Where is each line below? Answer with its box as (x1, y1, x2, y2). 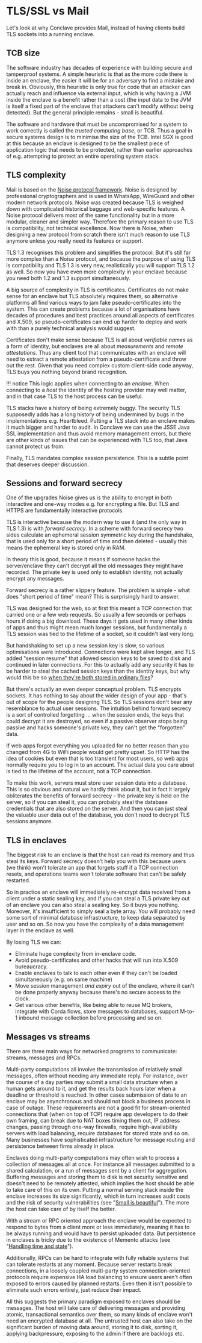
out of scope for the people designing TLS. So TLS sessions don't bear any (6, 699, 192, 706)
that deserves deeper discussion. (6, 461, 89, 468)
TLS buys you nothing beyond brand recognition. (6, 368, 128, 375)
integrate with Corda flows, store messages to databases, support (14, 1008, 179, 1015)
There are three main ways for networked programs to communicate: (6, 1048, 177, 1055)
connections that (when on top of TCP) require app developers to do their (6, 1111, 189, 1118)
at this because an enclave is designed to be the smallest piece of (6, 140, 170, 147)
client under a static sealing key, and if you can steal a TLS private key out (6, 895, 190, 902)
